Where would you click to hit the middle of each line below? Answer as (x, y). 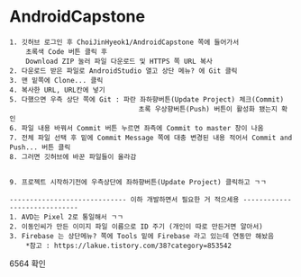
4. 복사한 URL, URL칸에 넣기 (57, 90)
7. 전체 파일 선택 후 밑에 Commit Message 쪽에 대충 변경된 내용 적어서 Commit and (151, 138)
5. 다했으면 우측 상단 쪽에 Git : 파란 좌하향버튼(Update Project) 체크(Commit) (147, 99)
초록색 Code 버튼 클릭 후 (67, 51)
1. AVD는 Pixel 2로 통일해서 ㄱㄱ (67, 217)
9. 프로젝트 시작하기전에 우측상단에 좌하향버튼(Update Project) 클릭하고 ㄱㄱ (138, 182)
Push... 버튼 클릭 (40, 147)
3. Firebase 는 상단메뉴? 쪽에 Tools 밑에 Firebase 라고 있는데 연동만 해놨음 (142, 236)
